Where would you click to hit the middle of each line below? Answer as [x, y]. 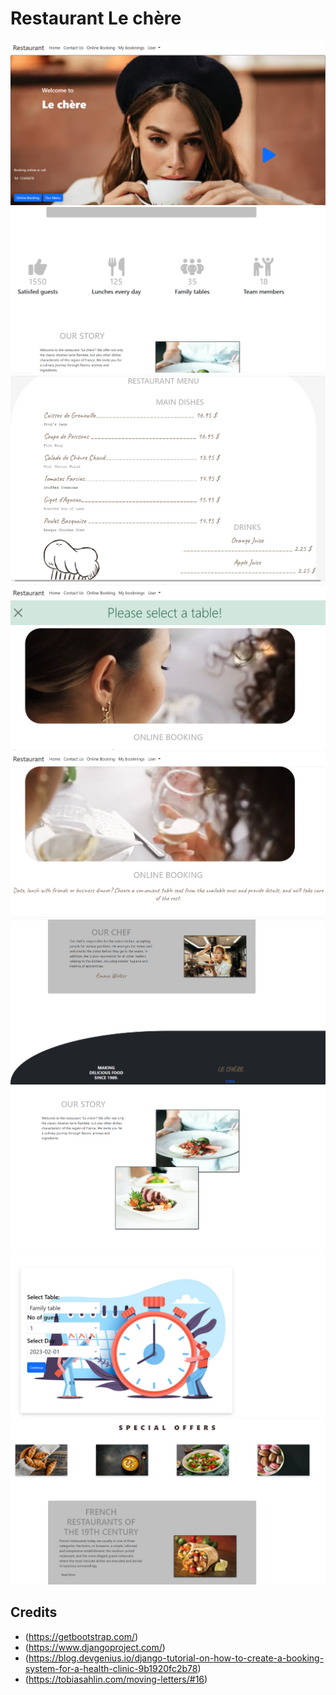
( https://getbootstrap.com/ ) [81, 1636]
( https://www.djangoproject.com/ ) [95, 1647]
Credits [34, 1612]
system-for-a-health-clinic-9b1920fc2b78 [111, 1668]
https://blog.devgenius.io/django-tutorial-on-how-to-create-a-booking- [176, 1658]
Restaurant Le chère [96, 18]
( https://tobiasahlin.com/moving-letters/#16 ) [116, 1679]
